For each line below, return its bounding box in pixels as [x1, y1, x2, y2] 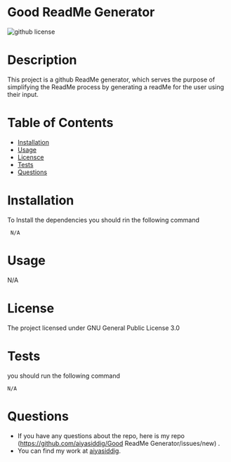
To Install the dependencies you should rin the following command [7, 216, 200, 224]
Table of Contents [7, 115, 114, 131]
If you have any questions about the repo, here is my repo [17, 431, 185, 440]
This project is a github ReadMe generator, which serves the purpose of [7, 75, 216, 84]
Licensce [17, 152, 44, 161]
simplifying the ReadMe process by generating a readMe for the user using [7, 82, 225, 91]
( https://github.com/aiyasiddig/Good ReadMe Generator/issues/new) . [17, 439, 220, 447]
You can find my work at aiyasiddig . [17, 447, 121, 455]
